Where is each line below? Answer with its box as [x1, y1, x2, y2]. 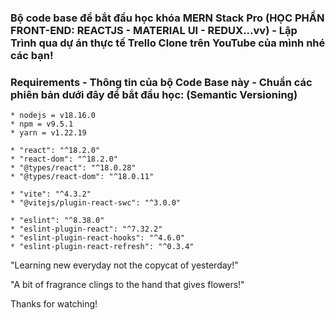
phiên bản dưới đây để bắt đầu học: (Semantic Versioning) [10, 87, 298, 101]
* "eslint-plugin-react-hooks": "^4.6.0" [10, 233, 186, 243]
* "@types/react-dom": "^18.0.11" [10, 172, 155, 182]
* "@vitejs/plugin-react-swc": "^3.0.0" [10, 198, 182, 208]
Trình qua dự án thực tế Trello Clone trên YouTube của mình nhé [10, 36, 326, 50]
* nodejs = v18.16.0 [10, 111, 97, 121]
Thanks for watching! [10, 298, 98, 310]
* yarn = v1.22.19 [10, 128, 87, 138]
